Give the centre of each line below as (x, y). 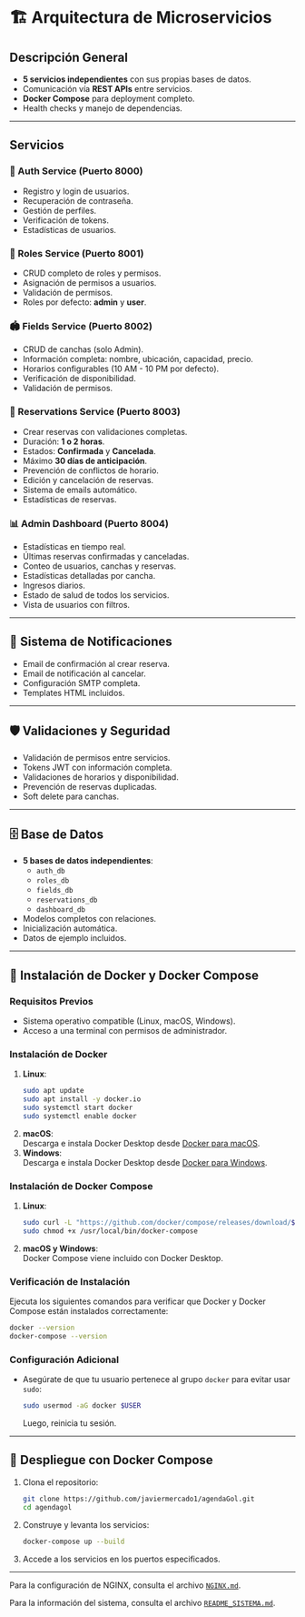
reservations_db (67, 900)
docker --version (42, 1328)
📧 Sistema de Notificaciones (91, 642)
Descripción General (69, 57)
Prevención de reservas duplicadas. (89, 786)
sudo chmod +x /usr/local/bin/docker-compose (110, 1231)
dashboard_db (61, 910)
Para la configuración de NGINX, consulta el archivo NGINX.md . (125, 1585)
